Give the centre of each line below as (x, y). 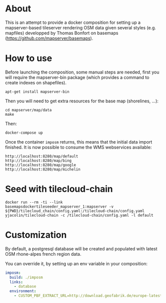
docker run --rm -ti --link (34, 202)
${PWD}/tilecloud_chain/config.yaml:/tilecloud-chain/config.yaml (75, 211)
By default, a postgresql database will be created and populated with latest (81, 248)
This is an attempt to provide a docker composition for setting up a (73, 22)
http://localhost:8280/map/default (42, 156)
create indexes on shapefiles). (36, 82)
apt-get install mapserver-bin (37, 92)
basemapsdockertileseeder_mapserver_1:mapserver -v (59, 207)
